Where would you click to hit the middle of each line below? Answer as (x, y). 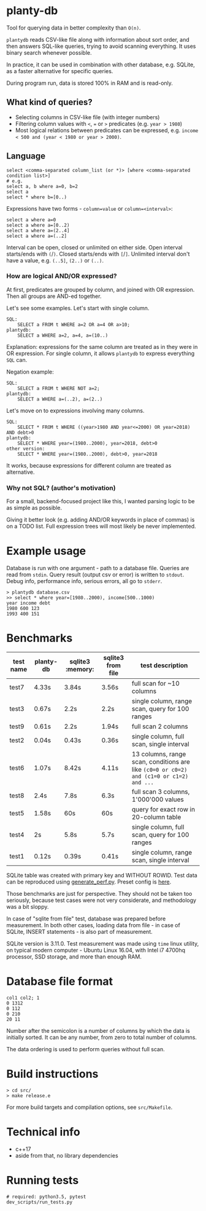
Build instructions (52, 1074)
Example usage (46, 551)
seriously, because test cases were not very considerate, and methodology (101, 900)
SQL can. (17, 359)
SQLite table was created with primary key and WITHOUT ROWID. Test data (102, 876)
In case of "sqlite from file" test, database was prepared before (86, 919)
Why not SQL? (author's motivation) (61, 488)
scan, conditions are (161, 762)
